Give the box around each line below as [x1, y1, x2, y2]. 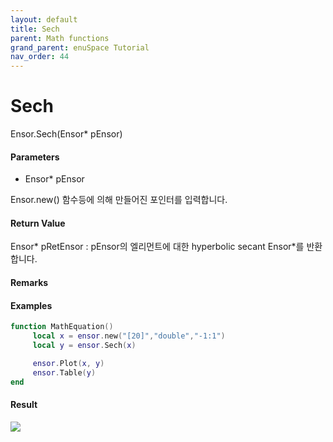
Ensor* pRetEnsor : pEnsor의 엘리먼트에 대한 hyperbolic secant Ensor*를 [10, 241, 305, 253]
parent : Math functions [10, 33, 110, 43]
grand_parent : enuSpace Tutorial [10, 42, 150, 53]
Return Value [10, 217, 66, 229]
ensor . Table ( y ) [32, 367, 97, 378]
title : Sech [10, 24, 60, 34]
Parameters [10, 151, 60, 163]
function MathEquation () [10, 322, 114, 332]
